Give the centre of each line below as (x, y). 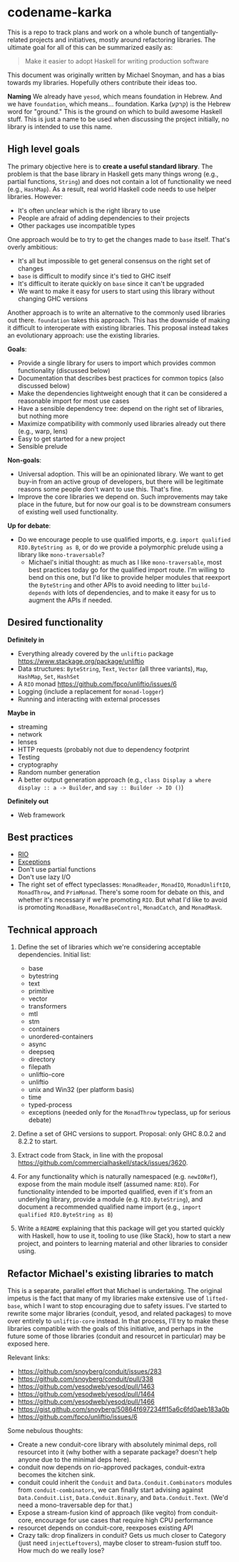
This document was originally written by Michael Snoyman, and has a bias (116, 75)
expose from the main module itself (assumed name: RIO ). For (108, 1184)
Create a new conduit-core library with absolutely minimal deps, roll (117, 1444)
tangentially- (200, 32)
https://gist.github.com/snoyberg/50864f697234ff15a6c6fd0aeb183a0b (123, 1409)
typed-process (50, 1105)
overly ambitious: (33, 247)
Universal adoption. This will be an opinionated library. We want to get (121, 474)
